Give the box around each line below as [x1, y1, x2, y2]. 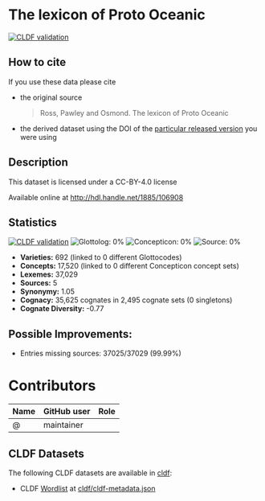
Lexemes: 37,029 [19, 269, 79, 279]
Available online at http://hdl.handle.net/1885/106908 [8, 192, 184, 202]
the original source [19, 92, 83, 102]
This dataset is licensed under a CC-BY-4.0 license [8, 177, 177, 187]
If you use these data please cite [8, 76, 116, 86]
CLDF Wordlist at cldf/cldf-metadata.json [19, 483, 156, 493]
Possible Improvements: [8, 327, 132, 341]
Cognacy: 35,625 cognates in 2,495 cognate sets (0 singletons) [19, 295, 233, 305]
